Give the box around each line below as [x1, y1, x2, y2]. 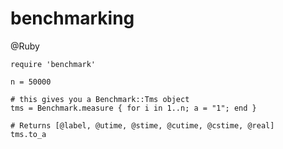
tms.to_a [10, 129, 47, 139]
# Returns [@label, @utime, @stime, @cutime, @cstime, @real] [10, 120, 275, 131]
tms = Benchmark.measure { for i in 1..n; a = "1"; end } [10, 103, 257, 113]
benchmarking [10, 7, 135, 30]
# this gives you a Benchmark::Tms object [10, 94, 190, 104]
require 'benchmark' [10, 59, 97, 69]
